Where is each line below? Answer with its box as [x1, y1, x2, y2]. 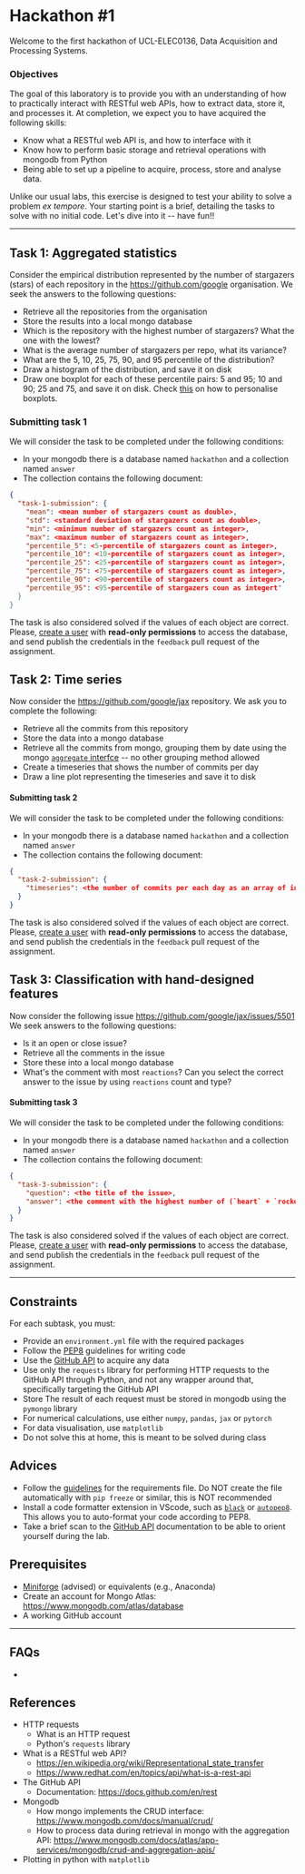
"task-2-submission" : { [17, 875, 107, 885]
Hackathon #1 [9, 5, 115, 26]
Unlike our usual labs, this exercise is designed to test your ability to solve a [9, 191, 292, 202]
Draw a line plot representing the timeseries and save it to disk [22, 771, 257, 782]
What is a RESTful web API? [22, 1748, 127, 1759]
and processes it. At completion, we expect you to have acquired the [9, 108, 266, 119]
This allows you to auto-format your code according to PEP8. [22, 1511, 251, 1522]
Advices [9, 1458, 57, 1474]
